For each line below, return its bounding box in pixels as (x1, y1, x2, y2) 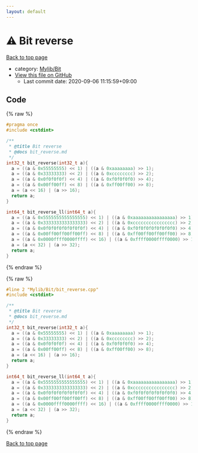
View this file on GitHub (14, 71, 72, 79)
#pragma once (6, 122, 38, 128)
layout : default (6, 8, 46, 15)
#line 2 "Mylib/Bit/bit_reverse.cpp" (6, 286, 99, 292)
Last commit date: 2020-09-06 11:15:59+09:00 (23, 77, 137, 84)
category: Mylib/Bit (14, 65, 61, 72)
